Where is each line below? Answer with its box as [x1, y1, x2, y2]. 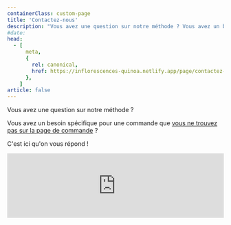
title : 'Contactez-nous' [7, 17, 78, 23]
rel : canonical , [32, 61, 78, 68]
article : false [7, 87, 51, 94]
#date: [7, 29, 26, 36]
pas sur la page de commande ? [7, 127, 98, 135]
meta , [25, 49, 41, 56]
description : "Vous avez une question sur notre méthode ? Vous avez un [7, 23, 220, 30]
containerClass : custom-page [7, 10, 91, 17]
